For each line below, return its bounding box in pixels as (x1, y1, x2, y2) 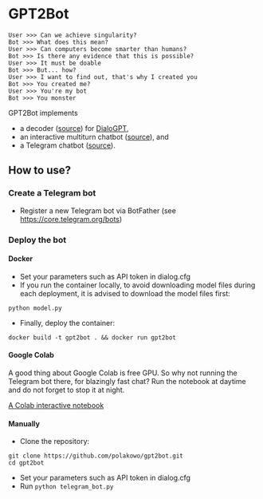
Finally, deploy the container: (19, 318, 116, 327)
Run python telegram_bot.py (19, 481, 114, 491)
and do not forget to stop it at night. (8, 385, 125, 394)
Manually (8, 418, 40, 428)
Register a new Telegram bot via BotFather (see (19, 205, 177, 216)
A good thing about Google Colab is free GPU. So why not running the (8, 368, 237, 378)
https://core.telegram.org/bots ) (19, 214, 123, 224)
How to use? (8, 164, 72, 177)
